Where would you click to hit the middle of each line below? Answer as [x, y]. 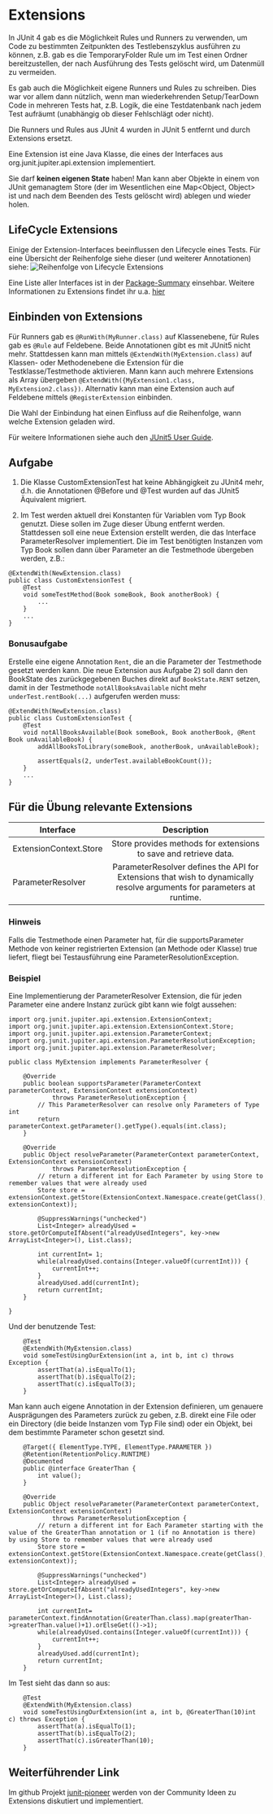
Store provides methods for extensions [186, 844]
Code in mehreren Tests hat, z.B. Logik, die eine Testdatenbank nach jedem [135, 105]
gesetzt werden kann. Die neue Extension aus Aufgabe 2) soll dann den [128, 670]
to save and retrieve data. [185, 854]
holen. [19, 204]
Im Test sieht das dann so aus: [59, 1683]
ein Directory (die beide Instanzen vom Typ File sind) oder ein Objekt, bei [131, 1424]
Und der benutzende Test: [52, 1327]
